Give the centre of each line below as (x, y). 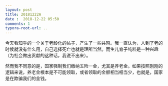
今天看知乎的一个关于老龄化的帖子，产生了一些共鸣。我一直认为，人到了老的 (84, 43)
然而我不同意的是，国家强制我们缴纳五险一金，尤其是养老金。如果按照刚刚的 (84, 66)
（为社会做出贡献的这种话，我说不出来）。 (48, 56)
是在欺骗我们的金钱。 (27, 79)
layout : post (19, 10)
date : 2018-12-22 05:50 (32, 19)
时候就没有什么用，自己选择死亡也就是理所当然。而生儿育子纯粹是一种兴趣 (82, 49)
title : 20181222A (23, 14)
